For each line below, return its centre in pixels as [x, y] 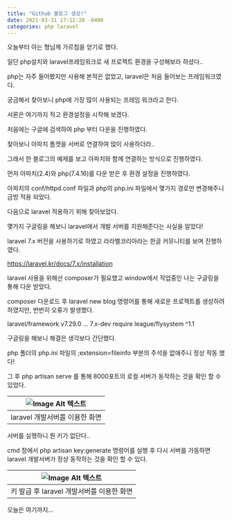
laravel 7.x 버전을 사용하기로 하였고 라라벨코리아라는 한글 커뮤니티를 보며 [106, 241]
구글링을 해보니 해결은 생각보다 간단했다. [62, 338]
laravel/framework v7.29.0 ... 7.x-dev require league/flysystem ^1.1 [101, 324]
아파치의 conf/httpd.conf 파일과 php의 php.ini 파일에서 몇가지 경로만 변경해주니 [116, 189]
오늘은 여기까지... [30, 510]
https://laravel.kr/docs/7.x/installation [60, 263]
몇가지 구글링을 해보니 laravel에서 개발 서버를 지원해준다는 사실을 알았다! [105, 227]
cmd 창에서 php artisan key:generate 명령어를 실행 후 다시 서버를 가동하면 [109, 451]
